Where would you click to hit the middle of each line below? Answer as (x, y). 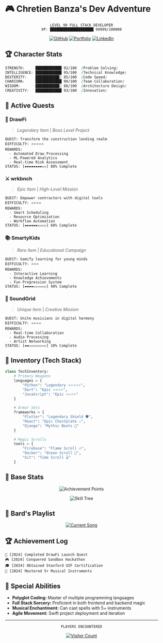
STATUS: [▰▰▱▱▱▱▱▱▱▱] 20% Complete (41, 346)
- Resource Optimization (34, 217)
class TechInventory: (27, 372)
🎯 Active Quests (30, 106)
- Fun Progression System (36, 282)
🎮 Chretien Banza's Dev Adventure (78, 9)
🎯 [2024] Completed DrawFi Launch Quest (47, 555)
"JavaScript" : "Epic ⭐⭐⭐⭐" (50, 394)
